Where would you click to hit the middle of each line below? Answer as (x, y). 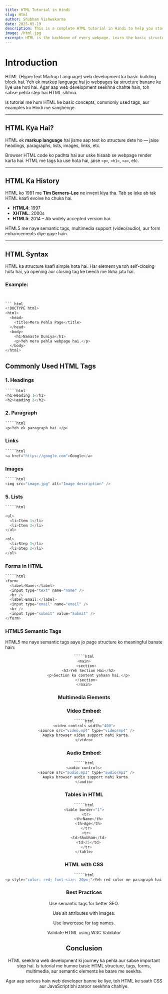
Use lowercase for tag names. (84, 923)
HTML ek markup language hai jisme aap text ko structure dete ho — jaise (82, 140)
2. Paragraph (21, 413)
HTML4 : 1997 (26, 208)
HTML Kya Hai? (29, 128)
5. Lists (14, 496)
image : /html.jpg (23, 33)
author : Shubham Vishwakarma (35, 19)
